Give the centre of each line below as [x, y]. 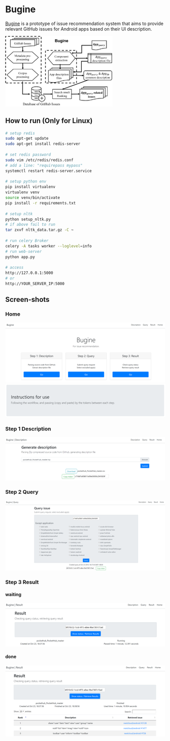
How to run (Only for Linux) [49, 121]
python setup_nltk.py [28, 219]
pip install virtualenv [30, 187]
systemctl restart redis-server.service [49, 171]
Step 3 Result [22, 582]
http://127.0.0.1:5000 [29, 273]
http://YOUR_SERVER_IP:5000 [35, 284]
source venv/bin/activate [32, 198]
